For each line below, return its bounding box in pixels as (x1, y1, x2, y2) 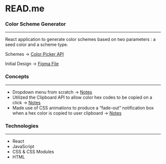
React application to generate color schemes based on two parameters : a (5, 37, 156, 42)
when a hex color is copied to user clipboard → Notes (12, 110, 122, 116)
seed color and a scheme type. (5, 41, 68, 47)
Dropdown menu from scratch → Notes (12, 89, 92, 95)
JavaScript (12, 144, 35, 150)
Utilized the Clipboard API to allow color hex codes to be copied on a (12, 94, 152, 100)
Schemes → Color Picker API (5, 51, 64, 57)
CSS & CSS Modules (12, 149, 54, 155)
